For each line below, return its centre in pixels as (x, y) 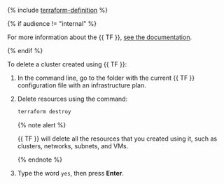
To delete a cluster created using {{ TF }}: (67, 64)
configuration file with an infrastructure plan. (82, 85)
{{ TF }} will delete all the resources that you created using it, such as (117, 139)
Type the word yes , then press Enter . (71, 173)
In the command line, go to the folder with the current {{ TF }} (106, 78)
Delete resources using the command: (72, 99)
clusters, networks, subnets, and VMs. (73, 146)
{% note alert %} (42, 125)
